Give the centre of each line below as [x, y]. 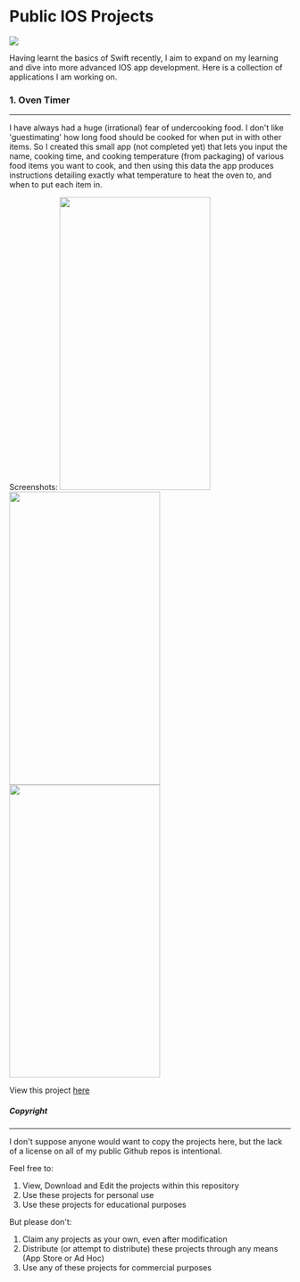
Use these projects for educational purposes [104, 1205]
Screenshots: [33, 487]
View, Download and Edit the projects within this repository [130, 1186]
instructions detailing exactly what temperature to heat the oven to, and [141, 175]
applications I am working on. [63, 77]
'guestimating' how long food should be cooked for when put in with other [146, 137]
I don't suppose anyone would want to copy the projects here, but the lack [146, 1142]
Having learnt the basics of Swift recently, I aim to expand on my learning [144, 58]
